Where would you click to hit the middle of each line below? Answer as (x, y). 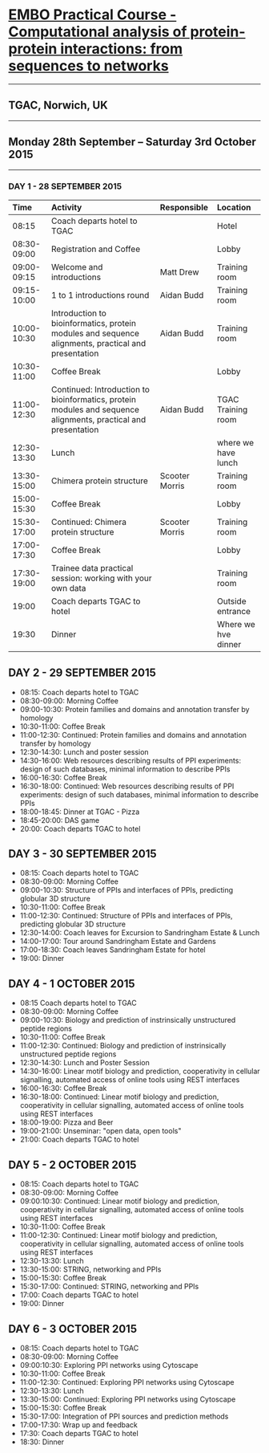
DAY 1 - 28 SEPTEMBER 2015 (65, 186)
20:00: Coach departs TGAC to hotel (80, 828)
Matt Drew (179, 272)
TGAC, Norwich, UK (58, 106)
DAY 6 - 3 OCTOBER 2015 (73, 1329)
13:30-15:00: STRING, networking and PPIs (90, 1269)
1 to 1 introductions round (100, 295)
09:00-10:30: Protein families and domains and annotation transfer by (134, 709)
